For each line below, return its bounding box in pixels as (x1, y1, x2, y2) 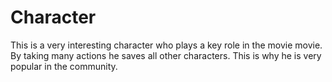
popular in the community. (10, 60, 118, 72)
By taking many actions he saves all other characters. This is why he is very (10, 49, 322, 61)
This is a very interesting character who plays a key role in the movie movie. (10, 39, 323, 51)
